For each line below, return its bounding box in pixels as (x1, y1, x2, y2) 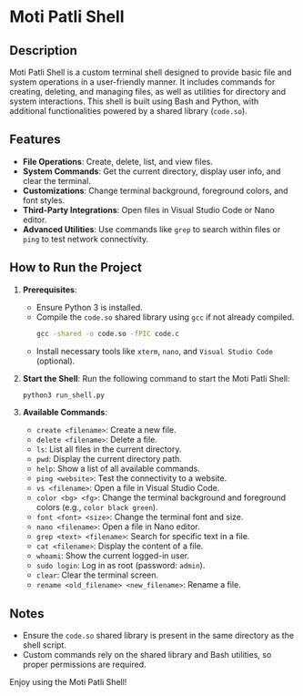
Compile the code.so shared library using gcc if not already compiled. (35, 312, 295, 322)
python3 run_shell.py (22, 390, 105, 400)
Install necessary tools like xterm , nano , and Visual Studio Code (35, 345, 273, 356)
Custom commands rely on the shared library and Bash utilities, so (22, 650, 272, 660)
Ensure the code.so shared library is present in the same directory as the (22, 630, 294, 641)
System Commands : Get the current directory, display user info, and (22, 166, 281, 177)
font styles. (22, 194, 66, 206)
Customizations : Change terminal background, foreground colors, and (22, 185, 288, 196)
